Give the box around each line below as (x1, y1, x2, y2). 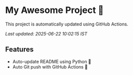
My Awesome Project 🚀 (5, 4, 104, 16)
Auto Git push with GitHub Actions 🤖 (12, 63, 88, 69)
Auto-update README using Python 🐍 (12, 58, 92, 64)
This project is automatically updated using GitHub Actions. (5, 21, 128, 27)
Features (5, 45, 34, 54)
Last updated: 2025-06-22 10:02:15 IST (5, 30, 88, 36)
